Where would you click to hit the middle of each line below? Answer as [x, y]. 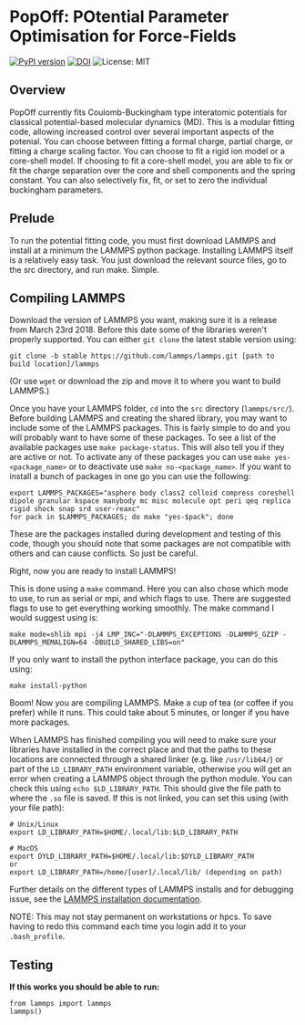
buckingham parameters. [56, 190]
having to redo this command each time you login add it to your [128, 926]
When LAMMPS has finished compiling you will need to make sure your [143, 740]
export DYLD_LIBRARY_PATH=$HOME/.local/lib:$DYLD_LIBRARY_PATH [132, 857]
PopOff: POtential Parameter [119, 17]
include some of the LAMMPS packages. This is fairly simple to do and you [150, 428]
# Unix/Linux [34, 825]
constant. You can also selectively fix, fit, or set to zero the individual [138, 180]
